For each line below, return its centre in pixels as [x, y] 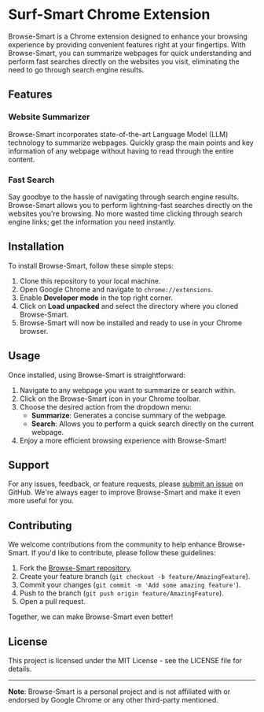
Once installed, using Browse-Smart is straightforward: [97, 375]
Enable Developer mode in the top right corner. [96, 298]
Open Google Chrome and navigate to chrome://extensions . [116, 289]
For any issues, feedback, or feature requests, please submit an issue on [126, 484]
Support [29, 465]
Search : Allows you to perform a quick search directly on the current [142, 424]
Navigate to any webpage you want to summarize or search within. [128, 390]
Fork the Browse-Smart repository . [75, 568]
